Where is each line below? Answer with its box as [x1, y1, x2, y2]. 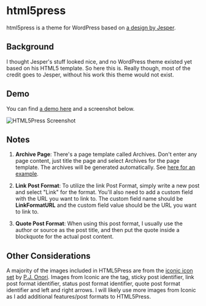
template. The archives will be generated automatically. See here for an [15, 163, 196, 171]
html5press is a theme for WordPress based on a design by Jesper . [6, 24, 176, 31]
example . [15, 170, 39, 177]
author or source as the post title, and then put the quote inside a [15, 226, 180, 234]
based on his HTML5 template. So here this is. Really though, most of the [6, 64, 191, 72]
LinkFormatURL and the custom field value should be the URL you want [15, 201, 197, 209]
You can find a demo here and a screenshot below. [6, 105, 135, 112]
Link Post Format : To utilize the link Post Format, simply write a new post [15, 182, 200, 190]
